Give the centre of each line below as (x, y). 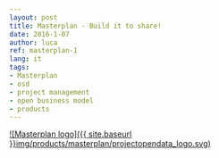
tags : (19, 68)
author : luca (34, 42)
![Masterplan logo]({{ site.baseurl (71, 134)
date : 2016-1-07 (39, 34)
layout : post (34, 17)
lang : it (25, 59)
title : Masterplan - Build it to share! (86, 26)
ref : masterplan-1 (43, 51)
